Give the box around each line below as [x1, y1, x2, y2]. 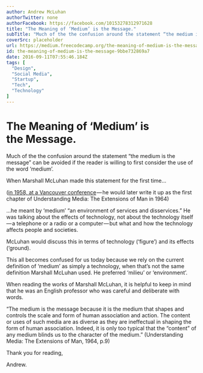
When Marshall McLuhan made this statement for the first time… [6, 177, 167, 184]
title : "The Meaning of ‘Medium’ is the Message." [6, 25, 137, 32]
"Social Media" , [11, 71, 53, 77]
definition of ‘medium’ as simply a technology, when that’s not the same [6, 262, 185, 269]
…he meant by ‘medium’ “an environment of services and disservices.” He [6, 206, 191, 214]
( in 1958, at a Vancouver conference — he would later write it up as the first [6, 188, 192, 196]
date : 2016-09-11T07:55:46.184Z [6, 54, 88, 60]
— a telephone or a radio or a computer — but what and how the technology [6, 219, 193, 227]
